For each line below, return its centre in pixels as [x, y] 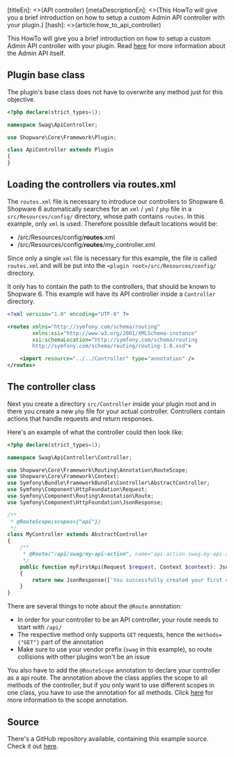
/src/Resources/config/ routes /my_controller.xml [86, 244]
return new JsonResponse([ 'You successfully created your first [127, 580]
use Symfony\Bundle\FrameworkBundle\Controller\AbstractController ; [109, 483]
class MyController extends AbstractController [78, 534]
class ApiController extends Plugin [60, 150]
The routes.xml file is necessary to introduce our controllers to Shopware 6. [116, 201]
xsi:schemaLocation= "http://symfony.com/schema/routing [115, 340]
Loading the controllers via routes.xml [92, 185]
